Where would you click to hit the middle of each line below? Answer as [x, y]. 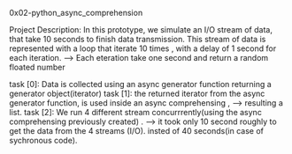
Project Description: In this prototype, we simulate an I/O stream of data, [141, 29]
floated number [37, 67]
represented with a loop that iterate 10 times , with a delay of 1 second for [143, 48]
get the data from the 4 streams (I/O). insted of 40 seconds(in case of [136, 131]
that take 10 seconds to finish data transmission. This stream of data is [138, 39]
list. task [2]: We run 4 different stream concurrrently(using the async [136, 112]
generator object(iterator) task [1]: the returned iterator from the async [137, 93]
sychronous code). [43, 140]
